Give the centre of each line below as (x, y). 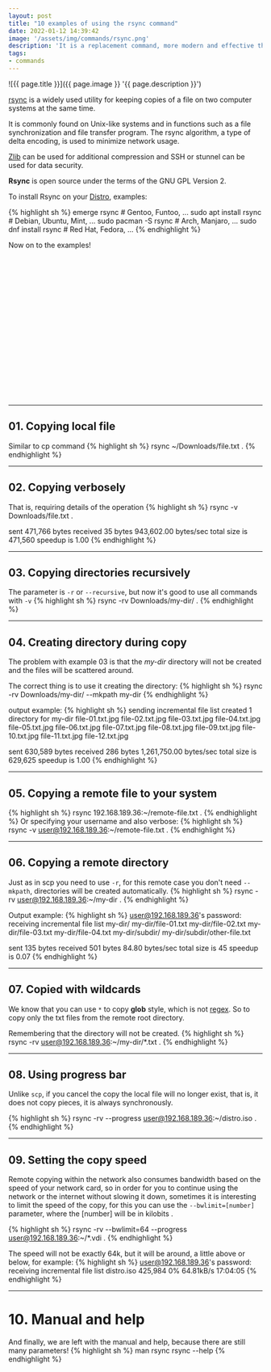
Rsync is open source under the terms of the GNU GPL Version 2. (118, 181)
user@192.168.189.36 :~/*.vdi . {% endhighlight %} (91, 1238)
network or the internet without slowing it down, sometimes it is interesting (132, 1197)
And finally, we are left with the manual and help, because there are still (127, 1342)
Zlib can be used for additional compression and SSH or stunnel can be (127, 156)
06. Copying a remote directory (89, 863)
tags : (17, 53)
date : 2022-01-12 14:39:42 (54, 31)
